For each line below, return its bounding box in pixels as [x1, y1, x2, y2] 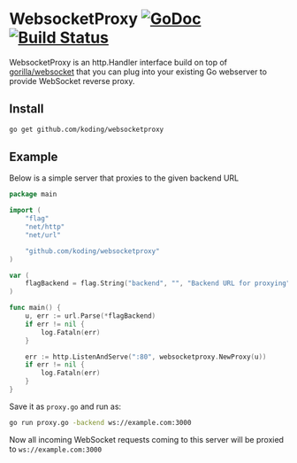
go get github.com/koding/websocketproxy [9, 125, 164, 134]
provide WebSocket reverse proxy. [9, 75, 135, 86]
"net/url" [25, 230, 62, 239]
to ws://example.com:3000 [9, 444, 103, 454]
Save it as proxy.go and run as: [9, 401, 122, 412]
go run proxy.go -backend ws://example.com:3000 [9, 418, 192, 427]
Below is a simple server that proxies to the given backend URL [9, 173, 240, 183]
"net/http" [25, 222, 65, 232]
